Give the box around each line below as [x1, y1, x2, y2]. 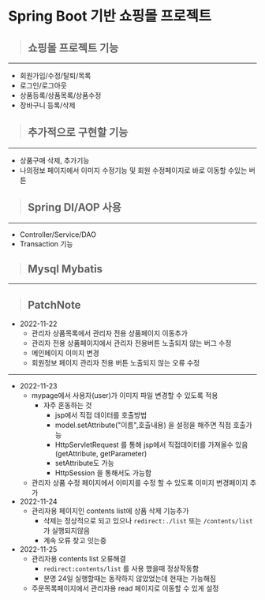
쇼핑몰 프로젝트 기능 [27, 41, 119, 54]
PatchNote [27, 298, 81, 312]
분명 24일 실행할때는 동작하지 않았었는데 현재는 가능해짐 [43, 574, 217, 583]
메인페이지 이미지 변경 [31, 348, 100, 358]
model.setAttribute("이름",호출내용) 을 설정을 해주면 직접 [54, 420, 232, 430]
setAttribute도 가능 [54, 459, 114, 468]
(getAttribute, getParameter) [54, 449, 147, 459]
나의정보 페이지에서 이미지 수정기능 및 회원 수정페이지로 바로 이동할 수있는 [19, 165, 248, 174]
